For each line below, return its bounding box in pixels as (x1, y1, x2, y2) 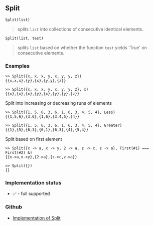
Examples (5, 62, 30, 69)
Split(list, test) (5, 36, 44, 41)
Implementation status (5, 179, 62, 186)
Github (5, 203, 23, 210)
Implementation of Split (12, 215, 61, 221)
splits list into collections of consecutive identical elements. (17, 26, 144, 32)
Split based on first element (5, 136, 62, 142)
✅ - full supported (12, 190, 50, 197)
